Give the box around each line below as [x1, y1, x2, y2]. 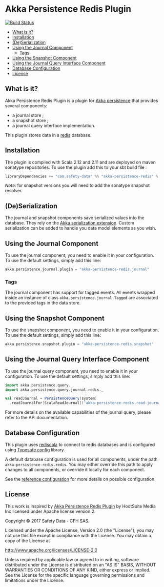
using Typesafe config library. [5, 447, 65, 453]
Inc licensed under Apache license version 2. [5, 508, 96, 514]
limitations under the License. [5, 577, 64, 583]
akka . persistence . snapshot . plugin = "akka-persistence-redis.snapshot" [5, 342, 154, 347]
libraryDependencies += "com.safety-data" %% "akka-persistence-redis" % [5, 174, 159, 179]
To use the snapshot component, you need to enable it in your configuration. [5, 327, 159, 333]
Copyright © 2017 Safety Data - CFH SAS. [5, 518, 90, 524]
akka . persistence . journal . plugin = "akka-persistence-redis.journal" [5, 267, 150, 272]
